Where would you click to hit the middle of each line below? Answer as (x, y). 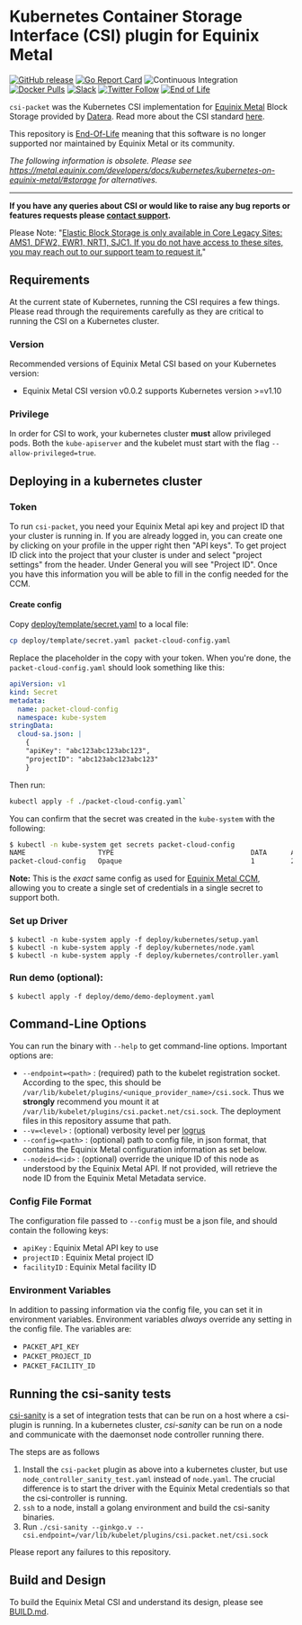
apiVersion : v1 (38, 684)
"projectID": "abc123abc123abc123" (92, 759)
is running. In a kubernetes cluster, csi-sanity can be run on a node (159, 1425)
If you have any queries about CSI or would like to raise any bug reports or (150, 205)
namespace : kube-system (62, 717)
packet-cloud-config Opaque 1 (132, 861)
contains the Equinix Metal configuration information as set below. (145, 1149)
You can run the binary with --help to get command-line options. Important (148, 1046)
